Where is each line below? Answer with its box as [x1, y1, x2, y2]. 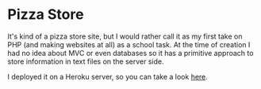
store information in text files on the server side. [7, 57, 164, 66]
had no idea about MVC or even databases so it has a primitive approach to [7, 48, 254, 57]
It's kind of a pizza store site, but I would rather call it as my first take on [7, 32, 243, 41]
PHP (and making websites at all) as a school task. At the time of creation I [7, 39, 251, 49]
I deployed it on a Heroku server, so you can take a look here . [7, 72, 208, 81]
